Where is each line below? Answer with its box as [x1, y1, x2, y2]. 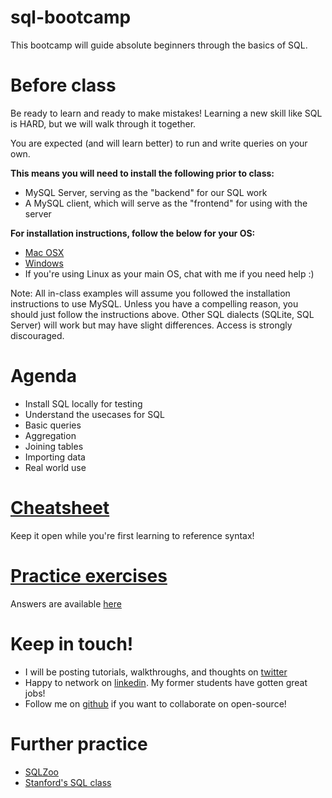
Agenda [10, 365, 77, 388]
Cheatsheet [10, 497, 110, 519]
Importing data [24, 451, 86, 463]
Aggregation [24, 429, 77, 441]
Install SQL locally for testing [24, 397, 143, 410]
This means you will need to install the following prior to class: [10, 167, 275, 179]
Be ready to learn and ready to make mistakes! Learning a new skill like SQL [10, 107, 323, 119]
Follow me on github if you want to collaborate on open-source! [24, 697, 287, 710]
